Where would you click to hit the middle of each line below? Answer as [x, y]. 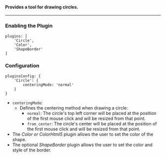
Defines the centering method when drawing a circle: [74, 108]
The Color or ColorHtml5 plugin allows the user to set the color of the [83, 134]
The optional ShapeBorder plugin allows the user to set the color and [82, 145]
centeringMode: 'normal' [48, 85]
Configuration [22, 66]
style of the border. [32, 150]
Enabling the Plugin [29, 26]
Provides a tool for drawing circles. [42, 7]
